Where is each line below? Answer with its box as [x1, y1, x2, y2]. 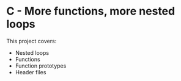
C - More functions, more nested [6, 4, 175, 18]
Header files [15, 68, 46, 76]
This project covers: [6, 37, 57, 44]
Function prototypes [15, 62, 67, 69]
